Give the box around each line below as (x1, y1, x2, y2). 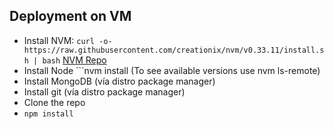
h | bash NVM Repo (23, 54, 107, 66)
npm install (23, 109, 74, 119)
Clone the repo (23, 96, 86, 108)
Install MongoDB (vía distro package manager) (23, 75, 216, 87)
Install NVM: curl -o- (23, 34, 113, 46)
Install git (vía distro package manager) (23, 85, 186, 98)
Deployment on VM (9, 8, 132, 25)
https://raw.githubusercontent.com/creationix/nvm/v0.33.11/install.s (23, 45, 325, 55)
